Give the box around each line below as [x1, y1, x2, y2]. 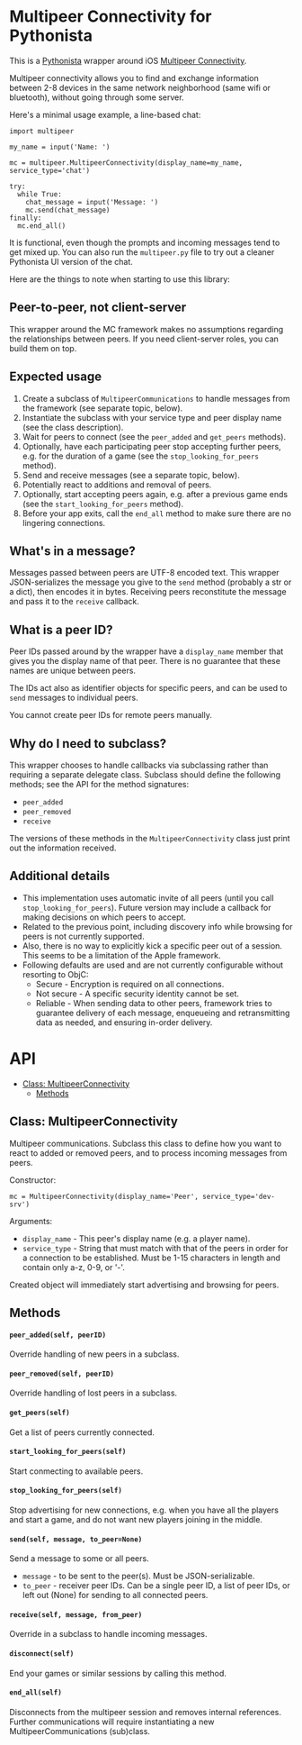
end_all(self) [9, 1688, 63, 1697]
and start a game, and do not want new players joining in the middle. [9, 1513, 263, 1524]
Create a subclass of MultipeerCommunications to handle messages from [22, 393, 290, 404]
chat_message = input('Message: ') [25, 197, 159, 206]
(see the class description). [22, 422, 124, 432]
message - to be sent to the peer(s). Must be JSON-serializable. [22, 1570, 255, 1582]
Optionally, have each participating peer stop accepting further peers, [22, 441, 281, 451]
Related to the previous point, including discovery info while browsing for [22, 921, 294, 932]
